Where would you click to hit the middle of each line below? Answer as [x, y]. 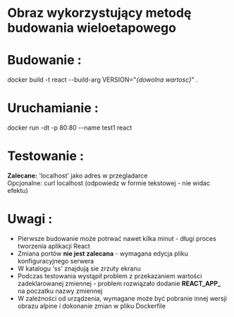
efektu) [18, 191]
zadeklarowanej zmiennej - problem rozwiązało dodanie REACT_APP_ [119, 283]
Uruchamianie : [53, 108]
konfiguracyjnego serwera [56, 261]
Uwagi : [30, 219]
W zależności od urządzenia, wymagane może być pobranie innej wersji [122, 298]
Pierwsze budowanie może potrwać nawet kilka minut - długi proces [117, 238]
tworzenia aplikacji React [54, 246]
